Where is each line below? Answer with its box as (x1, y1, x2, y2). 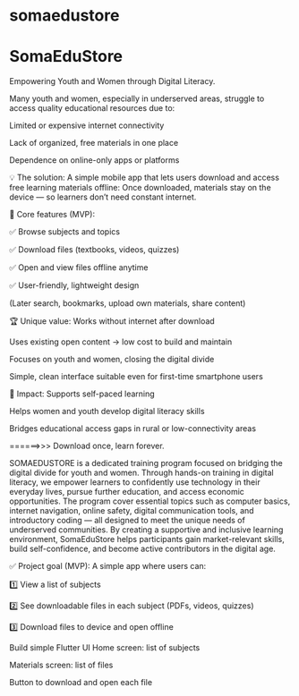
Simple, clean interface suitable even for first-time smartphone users (9, 371, 264, 382)
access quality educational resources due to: (9, 103, 175, 114)
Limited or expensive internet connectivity (9, 120, 165, 131)
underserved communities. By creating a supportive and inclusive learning (9, 524, 284, 535)
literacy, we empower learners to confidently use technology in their (9, 477, 261, 488)
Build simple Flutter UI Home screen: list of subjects (9, 642, 201, 653)
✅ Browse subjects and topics (9, 226, 121, 237)
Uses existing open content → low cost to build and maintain (9, 336, 233, 347)
